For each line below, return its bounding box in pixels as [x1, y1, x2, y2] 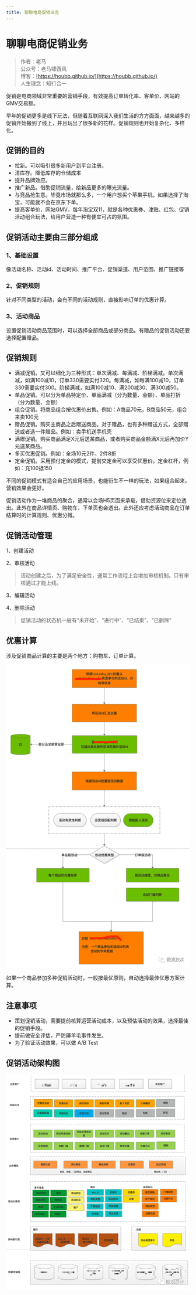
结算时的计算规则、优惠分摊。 [6, 512, 78, 519]
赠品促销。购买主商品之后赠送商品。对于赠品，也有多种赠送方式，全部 [14, 421, 184, 428]
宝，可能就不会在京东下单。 [14, 199, 82, 206]
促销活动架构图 [6, 1058, 60, 1068]
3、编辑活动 [6, 592, 35, 599]
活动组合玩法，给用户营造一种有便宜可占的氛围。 [14, 213, 132, 220]
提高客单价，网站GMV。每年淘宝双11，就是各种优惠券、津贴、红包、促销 [14, 206, 190, 213]
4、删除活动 [6, 604, 36, 611]
